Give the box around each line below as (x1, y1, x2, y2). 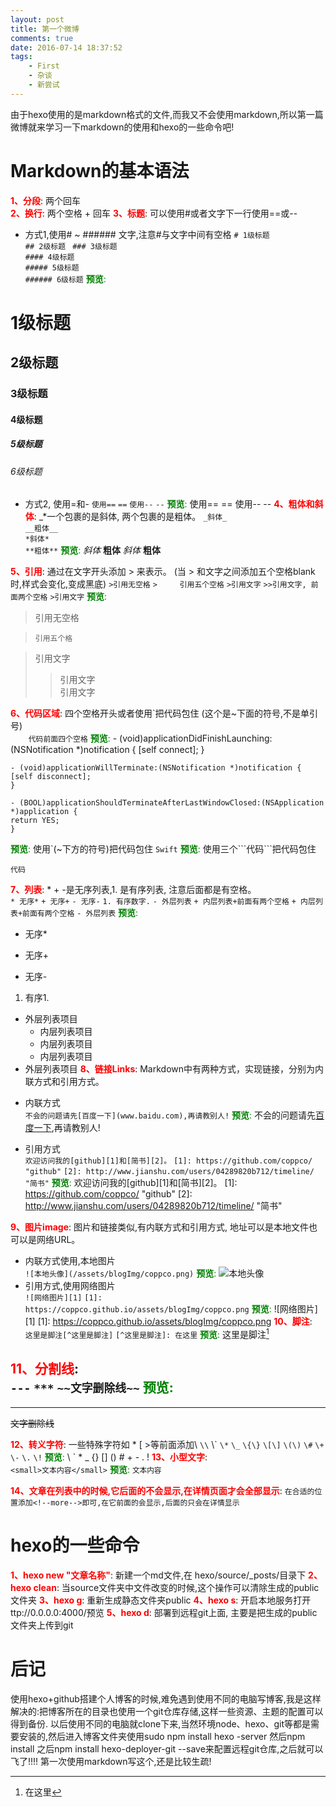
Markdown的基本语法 (10, 159, 190, 182)
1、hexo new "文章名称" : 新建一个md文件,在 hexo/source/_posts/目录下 (10, 1569, 307, 1581)
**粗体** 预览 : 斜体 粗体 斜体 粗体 (24, 544, 161, 556)
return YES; (10, 816, 60, 826)
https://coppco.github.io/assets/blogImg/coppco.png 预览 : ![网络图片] (24, 1303, 318, 1315)
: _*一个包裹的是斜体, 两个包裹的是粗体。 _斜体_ (33, 511, 228, 523)
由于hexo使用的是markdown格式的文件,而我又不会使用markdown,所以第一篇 (10, 108, 324, 120)
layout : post (10, 14, 65, 25)
